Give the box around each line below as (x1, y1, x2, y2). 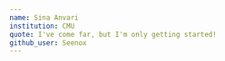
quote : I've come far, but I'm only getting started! (9, 30, 218, 39)
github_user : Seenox (9, 38, 88, 48)
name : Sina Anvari (9, 13, 79, 22)
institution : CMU (9, 22, 75, 30)
